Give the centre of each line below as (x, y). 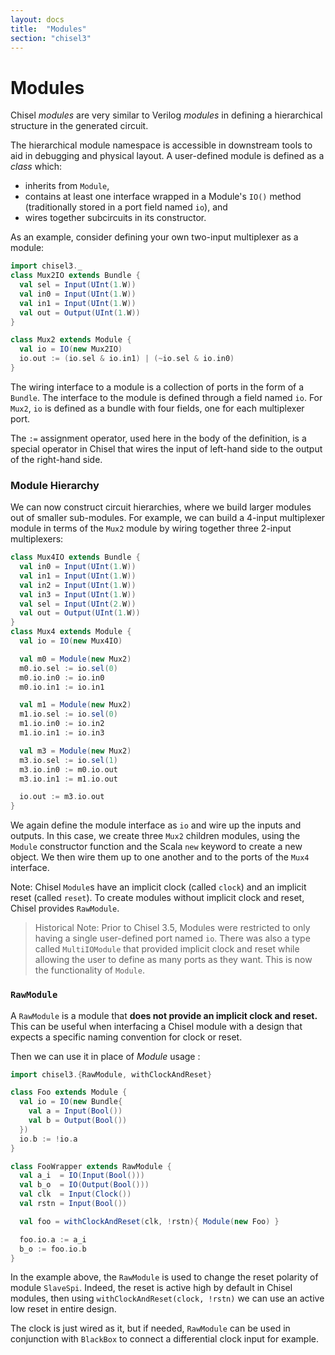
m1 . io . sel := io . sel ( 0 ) (68, 714)
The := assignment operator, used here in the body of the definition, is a (158, 438)
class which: (36, 167)
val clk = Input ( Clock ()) (75, 1194)
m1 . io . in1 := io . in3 (62, 733)
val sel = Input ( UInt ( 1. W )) (78, 285)
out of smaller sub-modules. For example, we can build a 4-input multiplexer (168, 518)
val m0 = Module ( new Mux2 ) (75, 659)
